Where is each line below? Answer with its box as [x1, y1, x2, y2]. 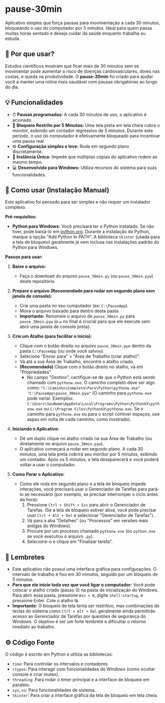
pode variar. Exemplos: [27, 395, 74, 401]
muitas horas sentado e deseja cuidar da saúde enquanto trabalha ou [5, 30, 146, 36]
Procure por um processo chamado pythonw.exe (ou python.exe [27, 528, 156, 534]
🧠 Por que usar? [5, 50, 55, 58]
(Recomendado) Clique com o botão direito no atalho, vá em [19, 364, 143, 370]
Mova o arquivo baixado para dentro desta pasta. [19, 308, 120, 314]
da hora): [19, 496, 38, 502]
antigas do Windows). [27, 523, 71, 529]
